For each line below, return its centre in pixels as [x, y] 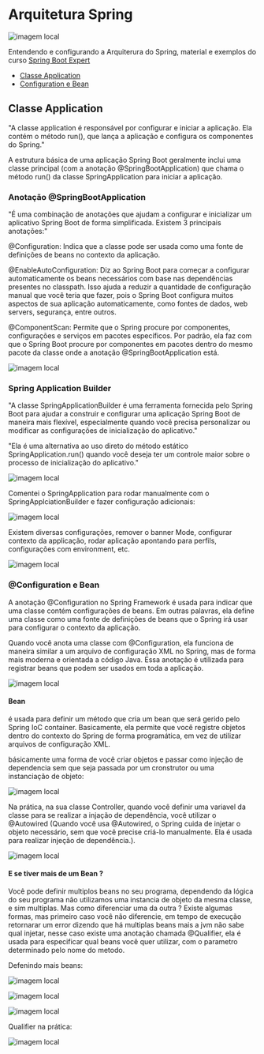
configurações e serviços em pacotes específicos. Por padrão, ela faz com [130, 336]
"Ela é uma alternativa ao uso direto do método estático [99, 446]
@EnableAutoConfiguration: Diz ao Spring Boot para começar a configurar [129, 270]
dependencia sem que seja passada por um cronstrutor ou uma [111, 767]
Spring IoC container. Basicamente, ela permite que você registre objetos [127, 727]
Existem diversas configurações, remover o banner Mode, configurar [120, 533]
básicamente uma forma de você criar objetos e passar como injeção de [126, 759]
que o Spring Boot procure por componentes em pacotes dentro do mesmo [131, 344]
